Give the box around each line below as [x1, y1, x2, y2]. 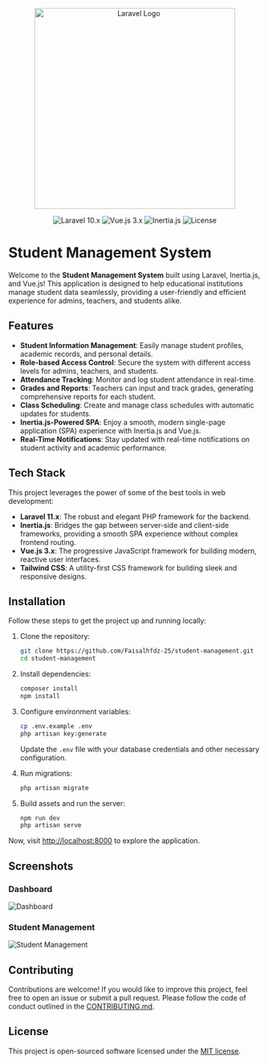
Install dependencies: [19, 669, 91, 679]
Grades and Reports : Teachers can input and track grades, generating [19, 383, 254, 393]
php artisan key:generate [19, 730, 107, 738]
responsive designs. [19, 571, 87, 581]
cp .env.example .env [19, 722, 92, 730]
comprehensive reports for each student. [19, 391, 156, 401]
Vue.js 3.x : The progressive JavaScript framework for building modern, [19, 546, 257, 555]
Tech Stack [8, 466, 66, 480]
